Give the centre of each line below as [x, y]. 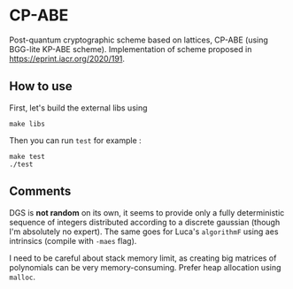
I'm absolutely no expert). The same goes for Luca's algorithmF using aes [144, 232]
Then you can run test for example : [75, 140]
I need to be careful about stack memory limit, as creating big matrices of [143, 258]
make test [27, 156]
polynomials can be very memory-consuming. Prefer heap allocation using [145, 267]
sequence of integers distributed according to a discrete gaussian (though [145, 222]
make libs [27, 124]
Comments [40, 191]
